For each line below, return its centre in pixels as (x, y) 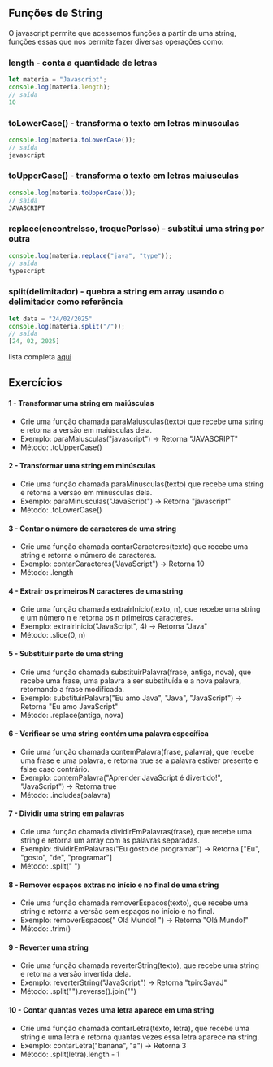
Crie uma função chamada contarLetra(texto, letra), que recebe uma (135, 1028)
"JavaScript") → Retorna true (68, 786)
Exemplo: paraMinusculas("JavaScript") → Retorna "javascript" (126, 501)
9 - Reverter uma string (49, 947)
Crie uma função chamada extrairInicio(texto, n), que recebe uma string (140, 609)
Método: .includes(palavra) (65, 795)
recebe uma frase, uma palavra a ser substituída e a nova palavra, (131, 680)
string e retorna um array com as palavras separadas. (110, 840)
